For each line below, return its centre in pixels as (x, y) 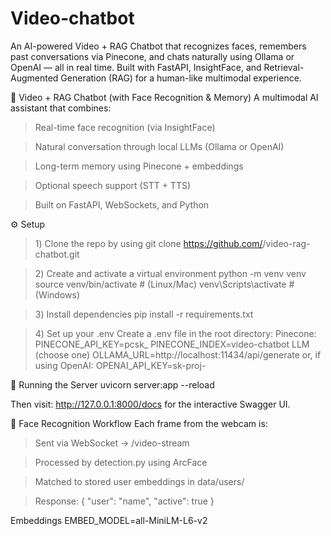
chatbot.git (57, 254)
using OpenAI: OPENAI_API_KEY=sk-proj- (120, 365)
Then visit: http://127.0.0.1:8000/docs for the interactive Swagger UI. (150, 404)
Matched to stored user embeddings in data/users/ (139, 481)
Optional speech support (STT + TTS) (113, 185)
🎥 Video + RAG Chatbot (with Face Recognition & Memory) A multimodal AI (164, 97)
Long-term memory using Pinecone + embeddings (139, 166)
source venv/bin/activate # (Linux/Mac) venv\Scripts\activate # (164, 284)
